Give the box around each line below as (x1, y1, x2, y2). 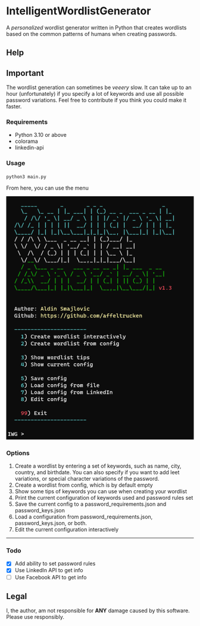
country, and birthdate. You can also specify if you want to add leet (14, 469, 180, 476)
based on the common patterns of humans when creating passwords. (6, 30, 177, 37)
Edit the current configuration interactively (14, 526, 119, 533)
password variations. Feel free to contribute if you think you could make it (6, 97, 187, 104)
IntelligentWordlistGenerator (6, 4, 151, 18)
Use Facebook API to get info (14, 573, 87, 581)
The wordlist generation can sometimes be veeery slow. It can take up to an (6, 84, 192, 91)
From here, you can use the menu (6, 184, 89, 191)
